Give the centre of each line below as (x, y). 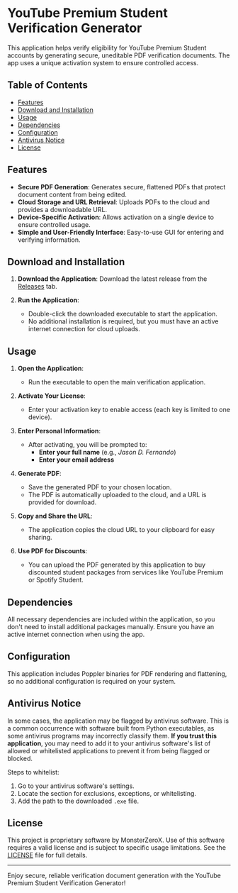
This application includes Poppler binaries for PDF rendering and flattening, (117, 673)
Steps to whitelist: (33, 772)
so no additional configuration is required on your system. (91, 681)
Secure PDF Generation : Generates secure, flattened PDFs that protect (121, 187)
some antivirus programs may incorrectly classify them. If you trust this (112, 736)
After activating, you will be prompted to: (87, 445)
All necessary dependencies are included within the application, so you (111, 619)
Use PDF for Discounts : (52, 551)
